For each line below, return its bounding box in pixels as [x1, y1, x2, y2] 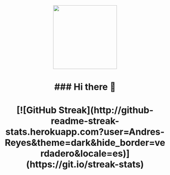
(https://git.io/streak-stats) [26, 159, 144, 170]
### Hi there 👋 [54, 81, 116, 93]
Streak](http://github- [59, 105, 154, 116]
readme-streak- [50, 115, 120, 127]
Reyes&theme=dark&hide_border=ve [5, 137, 165, 148]
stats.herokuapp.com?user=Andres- [5, 126, 165, 138]
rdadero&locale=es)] [40, 148, 130, 160]
